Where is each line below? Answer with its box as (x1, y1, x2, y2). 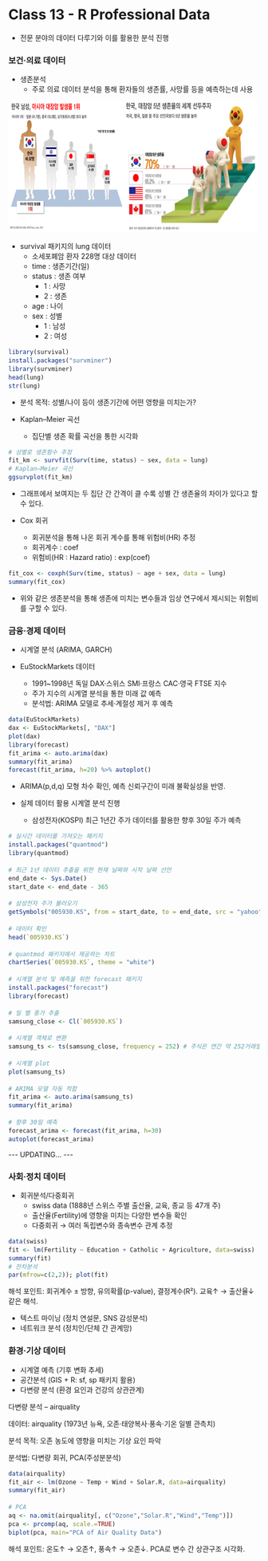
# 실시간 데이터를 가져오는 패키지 (8, 832, 103, 841)
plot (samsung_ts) (8, 1067, 66, 1076)
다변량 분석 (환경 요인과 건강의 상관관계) (19, 1385, 145, 1394)
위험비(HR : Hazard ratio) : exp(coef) (31, 553, 151, 562)
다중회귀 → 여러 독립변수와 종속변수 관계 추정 (31, 1220, 173, 1230)
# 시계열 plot (8, 1059, 50, 1067)
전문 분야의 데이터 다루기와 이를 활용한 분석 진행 (19, 33, 169, 42)
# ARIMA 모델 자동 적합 (8, 1085, 77, 1093)
